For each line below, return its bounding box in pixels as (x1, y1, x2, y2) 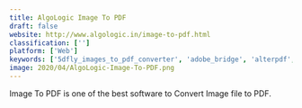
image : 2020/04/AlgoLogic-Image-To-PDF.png (9, 64, 175, 73)
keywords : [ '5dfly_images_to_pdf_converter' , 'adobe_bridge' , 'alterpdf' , (9, 55, 296, 64)
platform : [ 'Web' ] (9, 47, 78, 56)
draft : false (9, 22, 58, 31)
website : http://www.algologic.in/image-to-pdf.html (9, 30, 211, 39)
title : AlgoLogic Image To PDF (9, 13, 127, 22)
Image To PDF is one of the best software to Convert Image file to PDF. (9, 87, 271, 99)
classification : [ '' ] (9, 38, 91, 48)
